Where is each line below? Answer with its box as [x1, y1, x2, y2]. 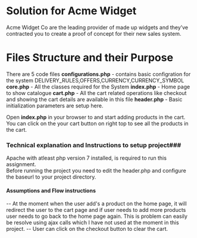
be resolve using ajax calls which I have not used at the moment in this [6, 219, 180, 226]
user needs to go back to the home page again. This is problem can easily [6, 212, 187, 220]
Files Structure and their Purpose [6, 51, 174, 65]
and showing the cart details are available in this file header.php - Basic [6, 96, 183, 103]
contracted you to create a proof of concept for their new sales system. [6, 30, 182, 37]
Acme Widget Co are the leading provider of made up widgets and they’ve [6, 24, 189, 31]
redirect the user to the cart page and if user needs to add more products [6, 207, 186, 214]
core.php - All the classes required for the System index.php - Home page [6, 83, 190, 90]
